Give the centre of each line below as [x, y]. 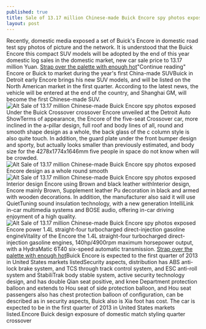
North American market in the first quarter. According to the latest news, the [102, 86]
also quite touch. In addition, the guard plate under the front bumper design [101, 138]
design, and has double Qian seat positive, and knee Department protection [102, 282]
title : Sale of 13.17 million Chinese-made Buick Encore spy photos [96, 18]
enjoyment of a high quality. [41, 217]
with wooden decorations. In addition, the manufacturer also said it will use [101, 197]
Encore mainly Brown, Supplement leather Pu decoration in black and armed [103, 191]
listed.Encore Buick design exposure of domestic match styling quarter [96, 314]
